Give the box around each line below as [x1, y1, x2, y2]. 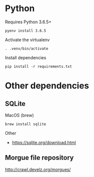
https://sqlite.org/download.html [12, 139, 76, 145]
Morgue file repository [5, 154, 74, 162]
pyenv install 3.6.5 [5, 28, 47, 33]
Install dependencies [5, 54, 47, 61]
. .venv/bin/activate [5, 46, 49, 51]
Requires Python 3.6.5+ [5, 19, 52, 25]
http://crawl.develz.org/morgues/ [5, 166, 71, 172]
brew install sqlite [5, 122, 47, 127]
